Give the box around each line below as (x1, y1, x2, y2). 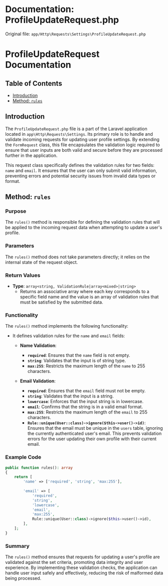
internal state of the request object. (5, 259, 78, 265)
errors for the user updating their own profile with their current (27, 436, 157, 442)
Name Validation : (20, 343, 57, 349)
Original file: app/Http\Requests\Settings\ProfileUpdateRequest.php (5, 31, 146, 37)
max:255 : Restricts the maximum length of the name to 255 (27, 363, 145, 369)
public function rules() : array (5, 465, 73, 470)
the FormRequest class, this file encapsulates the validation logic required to (5, 142, 160, 148)
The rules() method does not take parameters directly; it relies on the (5, 254, 150, 260)
